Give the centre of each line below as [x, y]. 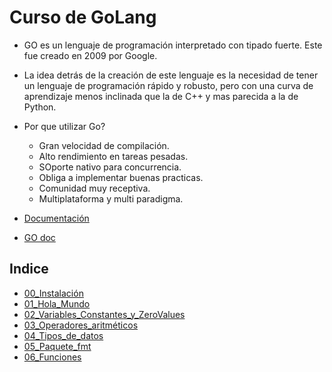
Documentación [56, 218]
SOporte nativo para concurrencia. [110, 167]
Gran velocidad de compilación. [104, 145]
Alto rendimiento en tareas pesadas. [113, 156]
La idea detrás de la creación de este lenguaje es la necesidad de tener [171, 75]
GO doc [39, 237]
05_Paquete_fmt [57, 346]
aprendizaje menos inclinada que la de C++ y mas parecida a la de [161, 96]
